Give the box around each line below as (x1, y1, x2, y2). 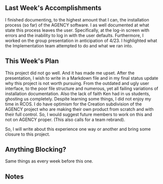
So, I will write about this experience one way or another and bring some (5, 126, 151, 132)
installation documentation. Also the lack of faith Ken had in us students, (5, 90, 150, 97)
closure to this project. (5, 131, 50, 137)
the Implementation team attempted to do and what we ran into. (5, 42, 133, 48)
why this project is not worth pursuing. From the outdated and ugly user (5, 80, 149, 86)
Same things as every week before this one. (5, 158, 94, 164)
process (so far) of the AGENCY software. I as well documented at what (5, 22, 149, 28)
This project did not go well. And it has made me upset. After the (5, 70, 135, 76)
